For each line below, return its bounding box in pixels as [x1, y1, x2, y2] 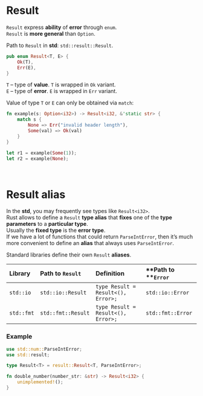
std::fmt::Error [146, 310, 193, 317]
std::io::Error [146, 289, 190, 296]
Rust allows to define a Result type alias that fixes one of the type [6, 214, 172, 221]
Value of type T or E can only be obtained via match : [6, 99, 134, 106]
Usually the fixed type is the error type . [6, 227, 106, 234]
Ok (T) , [17, 59, 34, 65]
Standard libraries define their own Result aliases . [6, 251, 132, 258]
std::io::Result [40, 289, 87, 296]
